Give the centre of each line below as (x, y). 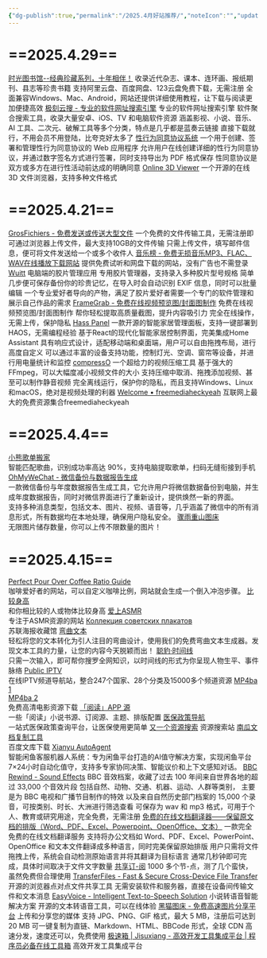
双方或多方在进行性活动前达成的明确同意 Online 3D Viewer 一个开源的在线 (129, 167)
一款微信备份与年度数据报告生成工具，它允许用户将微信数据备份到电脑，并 (130, 487)
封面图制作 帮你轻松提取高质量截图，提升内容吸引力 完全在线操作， (148, 312)
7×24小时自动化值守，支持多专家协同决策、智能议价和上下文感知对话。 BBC (133, 767)
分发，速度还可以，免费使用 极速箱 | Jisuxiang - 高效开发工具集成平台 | (131, 936)
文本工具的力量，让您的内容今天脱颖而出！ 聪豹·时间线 (104, 651)
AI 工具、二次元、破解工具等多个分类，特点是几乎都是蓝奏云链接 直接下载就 (132, 127)
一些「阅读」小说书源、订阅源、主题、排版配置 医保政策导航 (106, 717)
